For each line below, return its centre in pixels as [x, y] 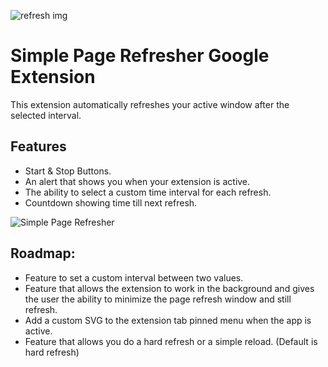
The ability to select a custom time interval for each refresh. [148, 192]
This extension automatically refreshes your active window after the [150, 104]
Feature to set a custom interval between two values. [134, 277]
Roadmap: [43, 253]
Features [38, 146]
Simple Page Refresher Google [140, 56]
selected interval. [46, 115]
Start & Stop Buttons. [68, 171]
